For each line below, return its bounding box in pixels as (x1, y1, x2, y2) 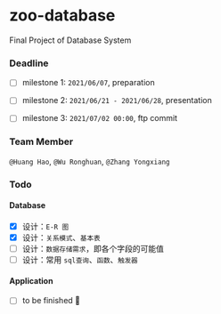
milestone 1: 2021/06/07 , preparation (21, 77, 155, 88)
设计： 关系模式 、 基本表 (21, 232, 101, 243)
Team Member (9, 135, 74, 148)
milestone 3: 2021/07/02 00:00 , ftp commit (21, 113, 178, 124)
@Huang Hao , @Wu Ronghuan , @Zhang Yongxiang (9, 156, 171, 166)
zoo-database (9, 5, 116, 26)
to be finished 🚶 (21, 295, 80, 306)
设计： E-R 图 (21, 221, 70, 231)
